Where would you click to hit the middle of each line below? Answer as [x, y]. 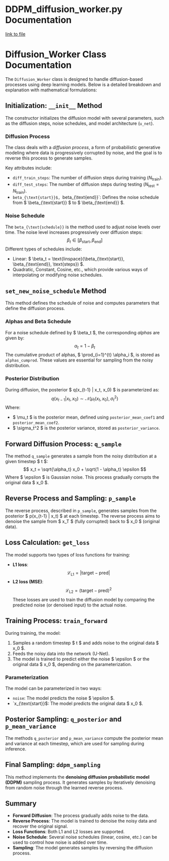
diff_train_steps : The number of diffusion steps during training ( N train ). [88, 178]
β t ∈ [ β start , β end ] [85, 241]
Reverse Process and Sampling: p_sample [71, 498]
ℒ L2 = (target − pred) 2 [89, 591]
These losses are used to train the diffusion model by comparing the [83, 599]
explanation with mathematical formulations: [51, 90]
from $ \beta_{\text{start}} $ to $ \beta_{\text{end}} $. [69, 202]
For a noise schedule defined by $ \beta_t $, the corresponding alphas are [82, 332]
